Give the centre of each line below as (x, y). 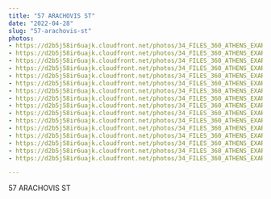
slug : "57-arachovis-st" (50, 31)
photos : (21, 38)
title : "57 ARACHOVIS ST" (52, 16)
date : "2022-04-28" (41, 23)
